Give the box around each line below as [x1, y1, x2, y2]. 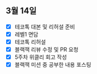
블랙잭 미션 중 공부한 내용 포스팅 [14, 61, 92, 69]
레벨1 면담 [14, 30, 38, 38]
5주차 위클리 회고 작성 [14, 53, 67, 61]
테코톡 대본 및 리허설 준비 [14, 23, 76, 30]
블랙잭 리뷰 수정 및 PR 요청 [14, 46, 79, 53]
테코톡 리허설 [14, 38, 46, 45]
